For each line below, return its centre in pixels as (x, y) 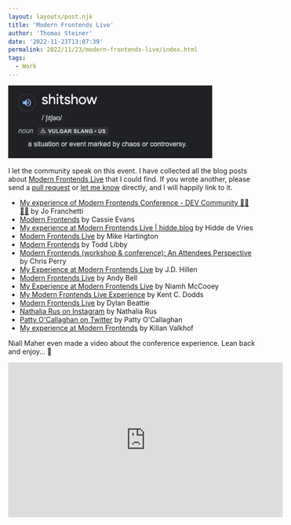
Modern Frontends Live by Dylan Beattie (85, 303)
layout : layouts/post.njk (50, 17)
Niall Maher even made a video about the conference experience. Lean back (132, 343)
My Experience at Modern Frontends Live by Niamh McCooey (119, 286)
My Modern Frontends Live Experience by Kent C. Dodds (111, 294)
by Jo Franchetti (57, 211)
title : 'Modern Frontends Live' (61, 25)
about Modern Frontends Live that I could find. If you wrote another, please (129, 179)
